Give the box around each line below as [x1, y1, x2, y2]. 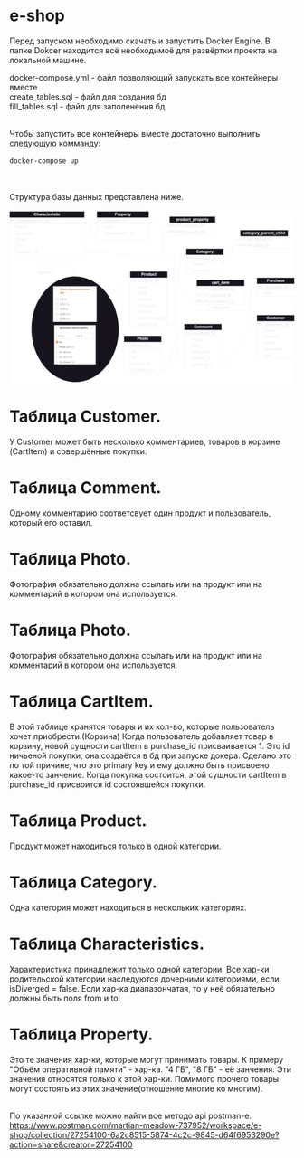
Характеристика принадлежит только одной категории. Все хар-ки [9, 963, 270, 974]
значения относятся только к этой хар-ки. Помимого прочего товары [9, 1073, 280, 1084]
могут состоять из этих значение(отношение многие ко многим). [9, 1083, 263, 1094]
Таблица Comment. [9, 478, 162, 498]
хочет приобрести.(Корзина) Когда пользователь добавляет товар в [9, 730, 274, 742]
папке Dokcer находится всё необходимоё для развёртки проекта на [9, 44, 278, 55]
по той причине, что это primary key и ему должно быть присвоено [9, 759, 270, 770]
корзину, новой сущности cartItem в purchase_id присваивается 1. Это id [9, 740, 290, 751]
